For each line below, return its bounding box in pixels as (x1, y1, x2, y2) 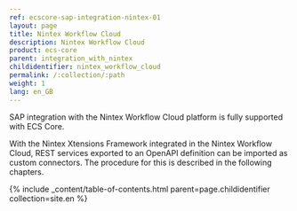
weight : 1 (9, 79, 46, 88)
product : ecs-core (9, 46, 77, 55)
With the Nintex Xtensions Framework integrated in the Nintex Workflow (9, 138, 273, 149)
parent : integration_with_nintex (9, 54, 133, 63)
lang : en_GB (9, 87, 53, 96)
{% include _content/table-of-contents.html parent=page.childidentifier (9, 184, 270, 194)
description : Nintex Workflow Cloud (9, 37, 145, 47)
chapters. (9, 166, 44, 177)
